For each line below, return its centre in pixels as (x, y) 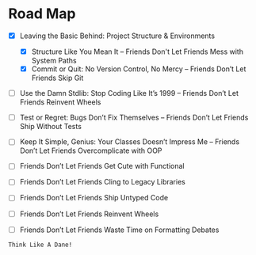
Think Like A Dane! (40, 245)
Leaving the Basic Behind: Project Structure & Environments (117, 36)
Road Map (42, 14)
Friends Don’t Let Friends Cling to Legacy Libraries (103, 182)
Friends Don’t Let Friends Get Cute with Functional (102, 166)
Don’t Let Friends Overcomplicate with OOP (91, 150)
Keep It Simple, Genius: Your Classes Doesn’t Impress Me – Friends (130, 142)
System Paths (54, 61)
